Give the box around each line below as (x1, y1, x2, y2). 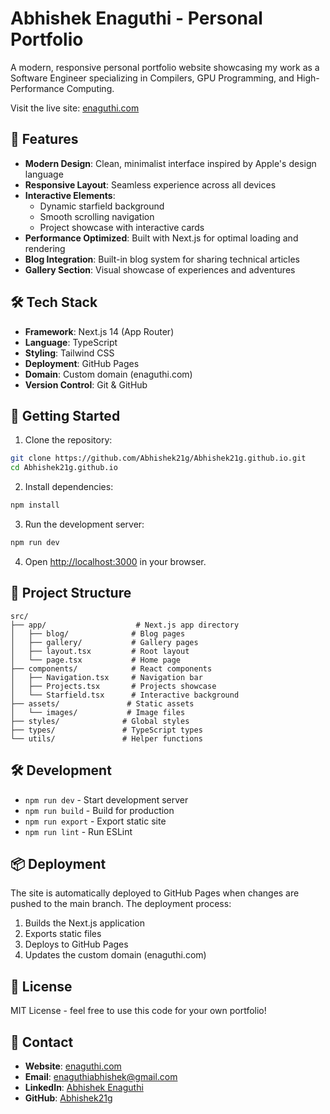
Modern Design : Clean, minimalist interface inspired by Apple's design (24, 157, 317, 169)
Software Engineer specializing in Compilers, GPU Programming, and (10, 72, 295, 84)
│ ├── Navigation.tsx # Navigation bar (10, 672, 203, 682)
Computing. (66, 82, 115, 94)
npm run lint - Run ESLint (24, 825, 133, 837)
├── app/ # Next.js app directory (10, 620, 240, 630)
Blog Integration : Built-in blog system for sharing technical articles (24, 253, 300, 265)
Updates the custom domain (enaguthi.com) (24, 949, 207, 961)
